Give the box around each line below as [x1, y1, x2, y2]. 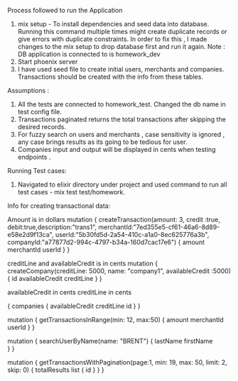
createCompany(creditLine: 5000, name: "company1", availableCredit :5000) [7, 267, 231, 275]
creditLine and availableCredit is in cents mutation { [7, 259, 158, 267]
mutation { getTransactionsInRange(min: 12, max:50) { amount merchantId [7, 316, 224, 324]
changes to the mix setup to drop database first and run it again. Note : [17, 43, 225, 50]
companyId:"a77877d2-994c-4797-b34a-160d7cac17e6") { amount [7, 238, 205, 246]
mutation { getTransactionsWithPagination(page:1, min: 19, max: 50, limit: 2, [7, 358, 227, 366]
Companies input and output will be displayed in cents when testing [17, 145, 216, 153]
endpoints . [17, 153, 51, 161]
